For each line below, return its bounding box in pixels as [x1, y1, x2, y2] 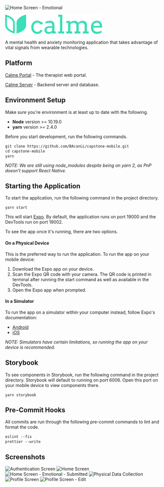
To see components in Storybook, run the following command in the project [5, 372, 159, 378]
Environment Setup [5, 96, 66, 104]
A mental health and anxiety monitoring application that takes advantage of [5, 40, 158, 45]
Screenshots [5, 453, 45, 461]
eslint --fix [5, 435, 32, 439]
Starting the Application [5, 182, 81, 191]
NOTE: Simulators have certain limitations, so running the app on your [5, 339, 148, 345]
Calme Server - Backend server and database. [5, 82, 100, 88]
